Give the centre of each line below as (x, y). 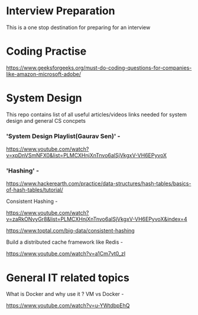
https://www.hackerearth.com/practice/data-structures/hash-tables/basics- (99, 184)
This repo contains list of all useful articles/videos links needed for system (97, 114)
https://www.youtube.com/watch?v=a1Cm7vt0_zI (66, 254)
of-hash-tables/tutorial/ (35, 190)
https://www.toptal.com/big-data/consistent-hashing (70, 231)
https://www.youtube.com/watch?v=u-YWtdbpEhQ (68, 306)
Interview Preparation (61, 11)
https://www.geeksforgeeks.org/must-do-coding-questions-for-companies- (99, 68)
